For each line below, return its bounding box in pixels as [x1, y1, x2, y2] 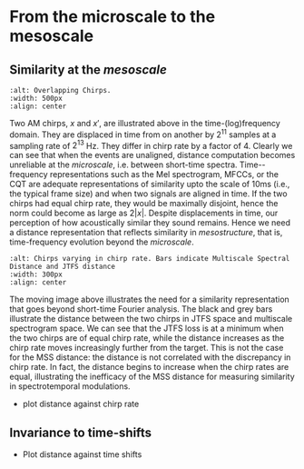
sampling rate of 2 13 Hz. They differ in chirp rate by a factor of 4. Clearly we [9, 138, 293, 151]
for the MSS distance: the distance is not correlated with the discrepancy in [9, 352, 291, 363]
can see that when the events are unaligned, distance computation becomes [9, 150, 296, 161]
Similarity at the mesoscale [9, 62, 168, 77]
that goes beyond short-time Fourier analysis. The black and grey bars [9, 304, 273, 314]
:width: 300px [9, 270, 64, 279]
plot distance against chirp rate [22, 398, 140, 410]
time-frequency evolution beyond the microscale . [9, 236, 194, 247]
